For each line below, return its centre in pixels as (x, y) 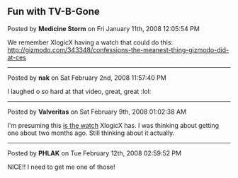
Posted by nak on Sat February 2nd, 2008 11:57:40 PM (87, 78)
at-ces (17, 57)
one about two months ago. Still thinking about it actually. (91, 133)
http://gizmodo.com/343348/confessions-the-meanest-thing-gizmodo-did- (118, 49)
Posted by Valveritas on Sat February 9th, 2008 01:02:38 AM (97, 112)
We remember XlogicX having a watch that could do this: (90, 42)
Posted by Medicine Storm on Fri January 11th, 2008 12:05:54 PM (103, 28)
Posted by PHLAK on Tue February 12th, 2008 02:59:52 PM (95, 153)
